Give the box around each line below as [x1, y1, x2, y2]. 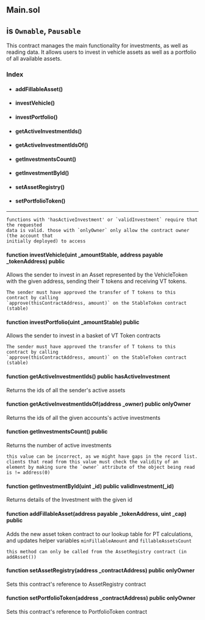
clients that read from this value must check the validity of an [6, 459, 179, 465]
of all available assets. [6, 55, 62, 62]
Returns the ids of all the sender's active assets [6, 386, 126, 394]
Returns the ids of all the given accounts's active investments [6, 414, 160, 421]
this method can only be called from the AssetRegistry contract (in [6, 548, 187, 555]
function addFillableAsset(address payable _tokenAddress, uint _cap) [6, 510, 187, 517]
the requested [6, 222, 43, 228]
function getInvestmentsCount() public [6, 428, 108, 435]
